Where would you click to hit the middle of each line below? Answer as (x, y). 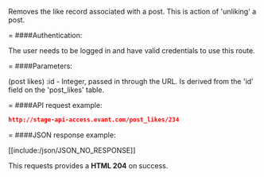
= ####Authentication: (45, 35)
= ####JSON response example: (62, 135)
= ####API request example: (55, 105)
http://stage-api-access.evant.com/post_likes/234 (94, 120)
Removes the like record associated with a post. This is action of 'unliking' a (132, 12)
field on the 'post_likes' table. (56, 90)
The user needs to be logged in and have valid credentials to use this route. (132, 50)
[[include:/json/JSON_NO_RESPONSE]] (72, 150)
